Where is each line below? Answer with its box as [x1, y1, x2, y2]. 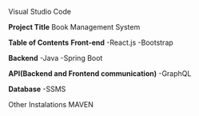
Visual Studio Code [8, 7, 72, 16]
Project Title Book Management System [8, 22, 141, 31]
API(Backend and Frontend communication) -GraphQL [8, 69, 192, 78]
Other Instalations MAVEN [8, 100, 94, 109]
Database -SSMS [8, 84, 66, 94]
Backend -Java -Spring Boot [8, 54, 103, 62]
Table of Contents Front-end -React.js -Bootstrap [8, 38, 173, 47]
